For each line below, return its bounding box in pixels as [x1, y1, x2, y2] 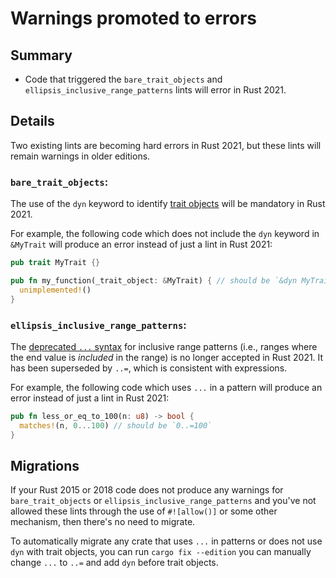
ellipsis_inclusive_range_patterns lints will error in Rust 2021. [24, 84, 287, 96]
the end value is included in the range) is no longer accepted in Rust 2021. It [10, 351, 324, 363]
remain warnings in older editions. [10, 150, 151, 162]
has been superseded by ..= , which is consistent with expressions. [10, 362, 288, 374]
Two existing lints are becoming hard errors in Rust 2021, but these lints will [10, 139, 322, 151]
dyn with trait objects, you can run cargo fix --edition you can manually [10, 546, 312, 558]
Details [10, 113, 55, 130]
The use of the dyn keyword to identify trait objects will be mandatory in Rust [10, 198, 326, 210]
